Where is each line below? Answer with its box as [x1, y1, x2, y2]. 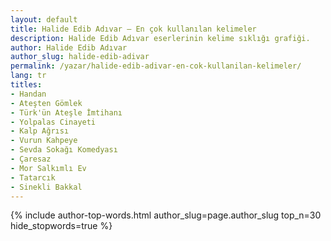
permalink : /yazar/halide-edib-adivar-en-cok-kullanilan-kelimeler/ [10, 61, 302, 71]
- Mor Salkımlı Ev [10, 163, 87, 173]
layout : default [10, 14, 78, 25]
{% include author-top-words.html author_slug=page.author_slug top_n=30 [10, 209, 322, 221]
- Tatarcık [10, 172, 56, 183]
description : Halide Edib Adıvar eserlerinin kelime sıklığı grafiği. [10, 33, 311, 43]
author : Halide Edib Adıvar [10, 42, 128, 53]
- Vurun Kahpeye [10, 136, 78, 146]
